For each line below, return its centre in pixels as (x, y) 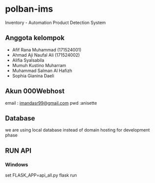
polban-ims (29, 9)
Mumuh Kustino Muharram (39, 65)
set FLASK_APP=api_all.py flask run (41, 175)
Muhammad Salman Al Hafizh (42, 70)
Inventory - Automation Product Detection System (56, 23)
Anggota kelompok (35, 38)
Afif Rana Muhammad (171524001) (47, 49)
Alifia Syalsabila (28, 60)
